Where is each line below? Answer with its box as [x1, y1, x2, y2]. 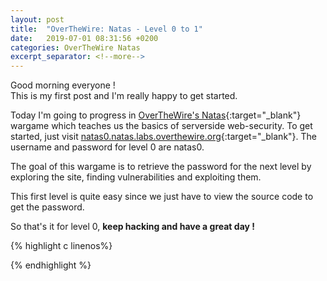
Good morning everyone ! [10, 79, 116, 91]
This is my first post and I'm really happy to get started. [10, 90, 238, 102]
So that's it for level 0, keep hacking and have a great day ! [10, 221, 256, 233]
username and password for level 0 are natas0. [10, 141, 205, 153]
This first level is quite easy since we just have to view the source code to [10, 191, 314, 203]
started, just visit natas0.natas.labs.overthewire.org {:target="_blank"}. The [10, 131, 317, 143]
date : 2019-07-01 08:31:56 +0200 [10, 33, 159, 43]
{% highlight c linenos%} [10, 240, 113, 252]
